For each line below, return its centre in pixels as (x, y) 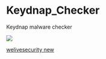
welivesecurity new (30, 49)
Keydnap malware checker (39, 27)
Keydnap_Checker (53, 10)
